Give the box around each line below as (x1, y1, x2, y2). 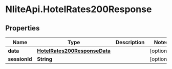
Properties (5, 24, 40, 32)
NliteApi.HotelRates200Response (5, 4, 152, 15)
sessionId (8, 56, 32, 62)
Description (115, 39, 145, 46)
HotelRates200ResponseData (37, 47, 111, 54)
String (37, 56, 53, 62)
